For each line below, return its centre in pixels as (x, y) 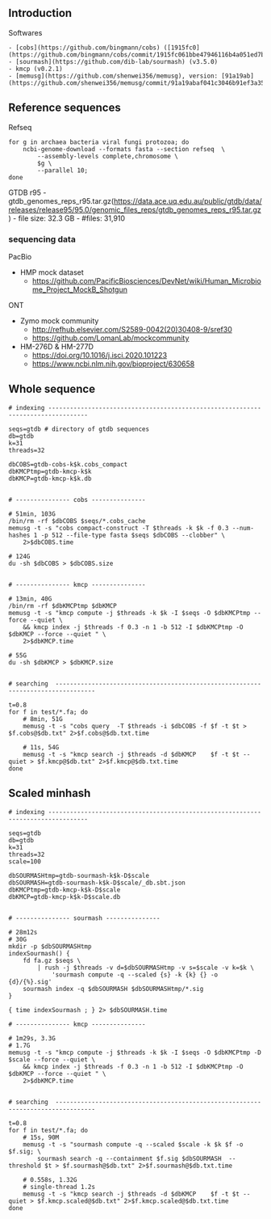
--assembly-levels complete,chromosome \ (108, 156)
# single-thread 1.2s (59, 1187)
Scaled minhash (50, 793)
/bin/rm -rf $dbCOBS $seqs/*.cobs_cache (77, 521)
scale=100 (25, 861)
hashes (19, 535)
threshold (25, 1166)
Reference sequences (65, 108)
